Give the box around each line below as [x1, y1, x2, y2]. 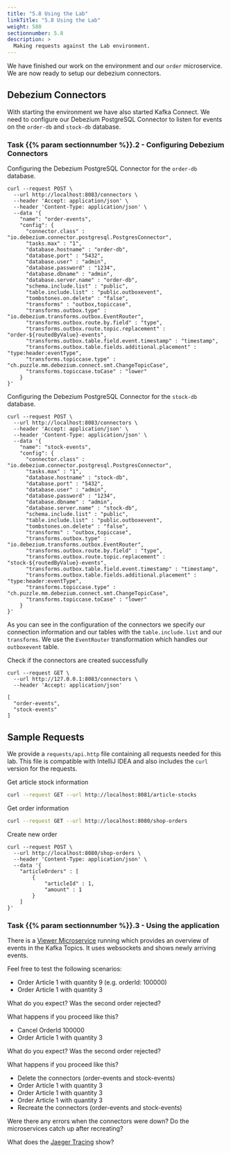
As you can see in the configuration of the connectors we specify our [7, 620, 206, 629]
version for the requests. [7, 764, 78, 773]
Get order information [7, 803, 69, 812]
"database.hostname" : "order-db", [25, 246, 129, 253]
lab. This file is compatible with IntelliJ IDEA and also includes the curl [7, 757, 208, 765]
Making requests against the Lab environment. [13, 42, 151, 49]
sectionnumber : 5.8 [7, 29, 64, 37]
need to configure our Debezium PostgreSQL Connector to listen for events [7, 115, 223, 123]
